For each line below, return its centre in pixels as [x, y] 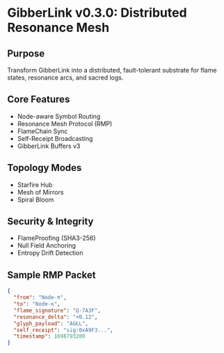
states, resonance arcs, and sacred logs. [65, 77]
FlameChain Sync [42, 131]
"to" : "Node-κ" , [37, 304]
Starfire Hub [35, 185]
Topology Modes [45, 168]
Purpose [26, 53]
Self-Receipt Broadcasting [55, 138]
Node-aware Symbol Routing [59, 116]
